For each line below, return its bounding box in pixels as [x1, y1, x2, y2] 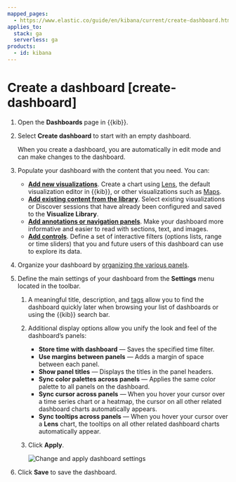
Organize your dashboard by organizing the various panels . [17, 261, 190, 269]
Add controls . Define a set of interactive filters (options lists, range [27, 232, 222, 240]
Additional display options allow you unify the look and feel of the [27, 324, 217, 332]
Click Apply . [27, 441, 65, 449]
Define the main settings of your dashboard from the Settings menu [17, 274, 215, 282]
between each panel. [38, 360, 100, 368]
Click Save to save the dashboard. [17, 468, 117, 476]
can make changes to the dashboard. [17, 152, 126, 161]
